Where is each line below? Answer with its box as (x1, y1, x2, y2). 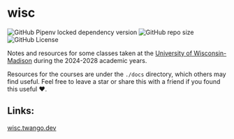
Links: (7, 105, 35, 117)
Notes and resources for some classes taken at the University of (7, 49, 193, 57)
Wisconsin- (193, 49, 227, 57)
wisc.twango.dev (7, 124, 57, 132)
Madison (7, 56, 33, 64)
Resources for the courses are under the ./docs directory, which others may (7, 70, 226, 78)
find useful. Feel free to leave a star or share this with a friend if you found (7, 77, 221, 85)
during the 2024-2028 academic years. (34, 56, 147, 64)
